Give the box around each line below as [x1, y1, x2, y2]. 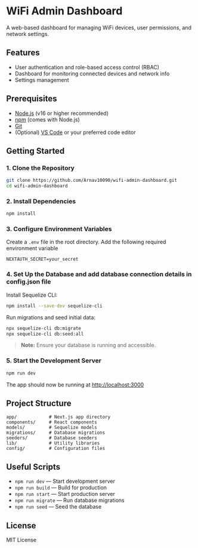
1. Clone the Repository [6, 163, 75, 172]
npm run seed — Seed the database [14, 503, 102, 510]
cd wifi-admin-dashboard [6, 183, 68, 189]
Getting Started [6, 145, 65, 156]
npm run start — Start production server [14, 491, 115, 498]
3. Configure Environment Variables [6, 225, 112, 233]
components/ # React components [6, 419, 97, 425]
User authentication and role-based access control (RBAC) [14, 63, 160, 71]
